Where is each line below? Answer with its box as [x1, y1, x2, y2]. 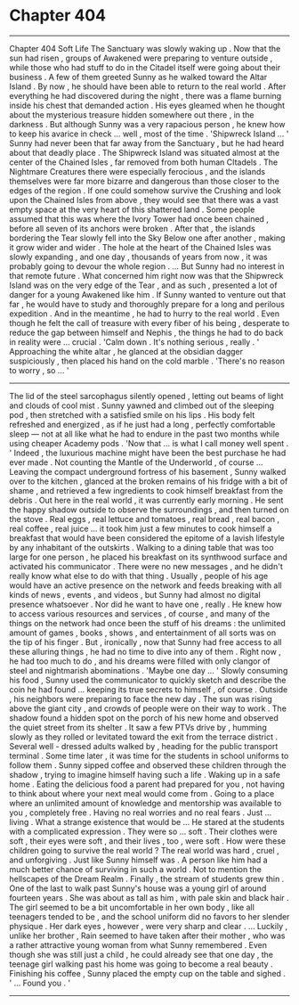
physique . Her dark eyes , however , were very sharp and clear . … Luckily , [9, 920, 287, 931]
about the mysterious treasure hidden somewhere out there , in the [9, 109, 255, 120]
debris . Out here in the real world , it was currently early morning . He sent [9, 494, 284, 505]
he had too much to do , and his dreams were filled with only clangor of [9, 656, 271, 666]
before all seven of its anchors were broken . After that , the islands [9, 223, 255, 233]
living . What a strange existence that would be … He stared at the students [9, 816, 285, 827]
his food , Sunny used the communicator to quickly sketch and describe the [9, 674, 287, 685]
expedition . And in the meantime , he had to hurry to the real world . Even [9, 308, 280, 319]
